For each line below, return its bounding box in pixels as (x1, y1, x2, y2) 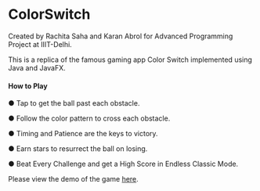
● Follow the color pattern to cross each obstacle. (8, 114, 171, 123)
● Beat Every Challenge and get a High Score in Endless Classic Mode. (8, 159, 239, 169)
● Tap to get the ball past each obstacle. (8, 99, 140, 108)
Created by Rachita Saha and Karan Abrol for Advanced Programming (8, 31, 233, 41)
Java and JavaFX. (8, 63, 67, 72)
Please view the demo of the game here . (8, 175, 139, 184)
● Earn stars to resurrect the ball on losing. (8, 144, 148, 153)
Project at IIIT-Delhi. (8, 39, 72, 49)
